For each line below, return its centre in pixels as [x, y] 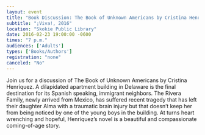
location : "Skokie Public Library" [52, 29]
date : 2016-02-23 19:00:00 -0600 [49, 35]
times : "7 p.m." [27, 40]
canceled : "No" [26, 63]
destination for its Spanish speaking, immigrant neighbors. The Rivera [94, 93]
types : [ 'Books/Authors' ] [39, 52]
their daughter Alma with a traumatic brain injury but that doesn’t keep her [99, 106]
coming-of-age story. [33, 125]
